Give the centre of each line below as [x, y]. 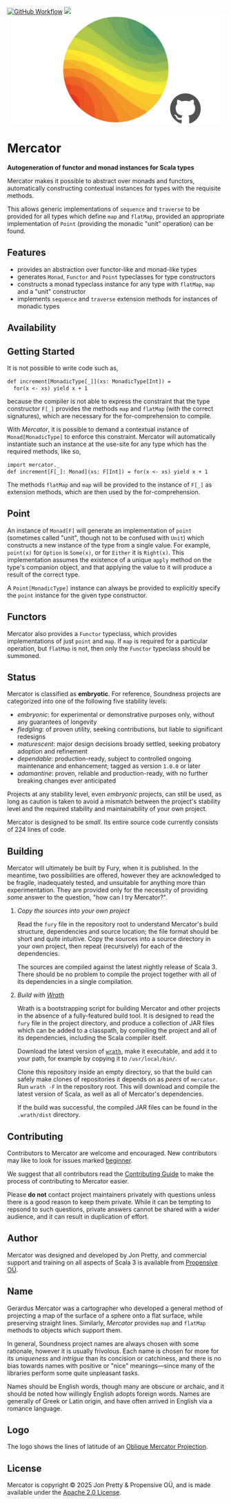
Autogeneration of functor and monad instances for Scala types [101, 167]
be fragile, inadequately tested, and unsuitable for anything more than [106, 883]
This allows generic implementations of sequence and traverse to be [103, 209]
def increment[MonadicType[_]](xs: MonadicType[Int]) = [89, 381]
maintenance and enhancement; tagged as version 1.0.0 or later [109, 766]
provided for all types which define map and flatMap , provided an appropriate [116, 216]
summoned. [24, 655]
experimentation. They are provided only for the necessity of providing [108, 890]
